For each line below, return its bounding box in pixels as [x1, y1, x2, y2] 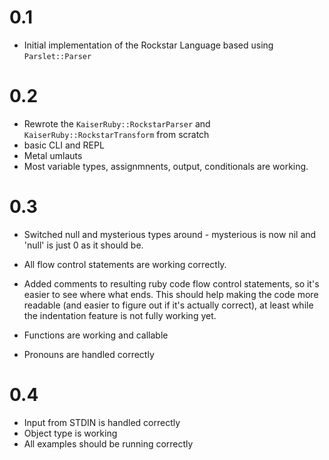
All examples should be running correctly [23, 437, 194, 450]
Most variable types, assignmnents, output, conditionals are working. [23, 160, 309, 172]
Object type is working [23, 427, 118, 439]
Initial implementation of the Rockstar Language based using [23, 39, 274, 51]
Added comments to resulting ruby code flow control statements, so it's [23, 277, 320, 290]
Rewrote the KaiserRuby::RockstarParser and [23, 117, 211, 130]
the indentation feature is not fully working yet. [23, 309, 217, 321]
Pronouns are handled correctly [23, 348, 155, 360]
